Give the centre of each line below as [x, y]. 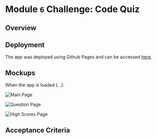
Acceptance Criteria [38, 130]
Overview [21, 28]
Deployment [25, 45]
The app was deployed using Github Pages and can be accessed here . [79, 57]
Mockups [20, 73]
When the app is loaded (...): [35, 85]
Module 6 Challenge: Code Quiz [72, 9]
